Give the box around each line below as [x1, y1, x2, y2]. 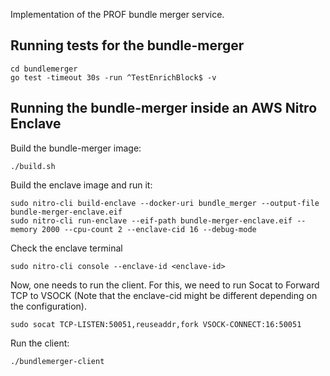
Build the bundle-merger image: [10, 142, 142, 154]
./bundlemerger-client [10, 356, 105, 366]
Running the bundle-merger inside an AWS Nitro [10, 100, 318, 117]
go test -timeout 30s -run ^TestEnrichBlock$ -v [10, 72, 217, 83]
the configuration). [10, 300, 87, 312]
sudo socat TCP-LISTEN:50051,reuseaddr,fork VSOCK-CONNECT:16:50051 [10, 319, 302, 329]
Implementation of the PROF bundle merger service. [10, 9, 225, 20]
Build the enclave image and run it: [10, 179, 153, 191]
